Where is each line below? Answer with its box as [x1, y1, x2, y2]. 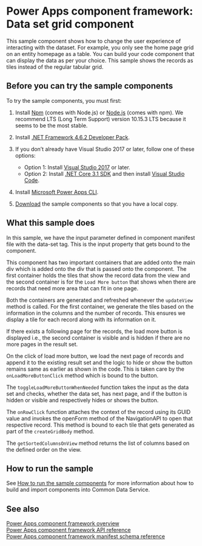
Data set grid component [6, 17, 134, 31]
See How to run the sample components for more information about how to [6, 480, 194, 487]
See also [6, 503, 39, 514]
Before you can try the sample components [6, 81, 173, 91]
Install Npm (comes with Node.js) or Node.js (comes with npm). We [15, 108, 184, 116]
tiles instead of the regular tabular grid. [6, 63, 104, 71]
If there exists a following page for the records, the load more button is [6, 327, 183, 335]
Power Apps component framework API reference [6, 527, 131, 534]
